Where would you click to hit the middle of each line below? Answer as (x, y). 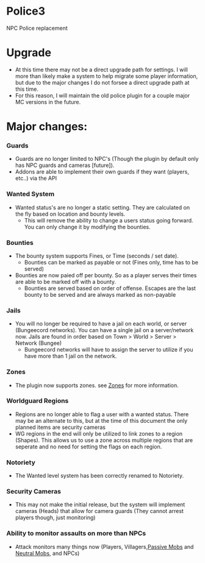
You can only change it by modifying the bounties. (87, 227)
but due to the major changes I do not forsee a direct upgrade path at (102, 82)
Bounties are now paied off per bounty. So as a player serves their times (106, 275)
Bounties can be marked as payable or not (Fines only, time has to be (111, 262)
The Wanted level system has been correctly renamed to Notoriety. (99, 476)
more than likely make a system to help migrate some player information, (106, 76)
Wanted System (31, 194)
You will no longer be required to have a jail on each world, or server (101, 324)
